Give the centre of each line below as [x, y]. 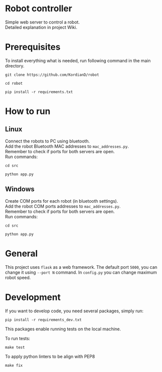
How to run [28, 111]
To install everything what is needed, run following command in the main [78, 60]
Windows [20, 189]
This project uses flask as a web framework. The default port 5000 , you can [81, 267]
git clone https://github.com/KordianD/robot [52, 75]
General [21, 253]
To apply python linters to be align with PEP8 [50, 356]
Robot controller [39, 9]
